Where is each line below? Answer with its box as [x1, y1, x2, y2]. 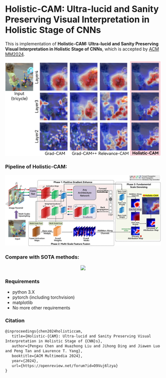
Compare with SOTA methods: [5, 254, 80, 261]
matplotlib [12, 300, 33, 305]
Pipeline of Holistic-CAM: [5, 163, 68, 170]
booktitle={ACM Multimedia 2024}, [11, 354, 83, 359]
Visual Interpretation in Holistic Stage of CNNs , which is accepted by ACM [5, 46, 159, 52]
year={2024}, [11, 359, 39, 364]
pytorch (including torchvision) [12, 295, 75, 301]
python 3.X [12, 289, 35, 295]
